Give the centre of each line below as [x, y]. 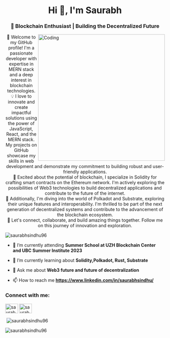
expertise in [22, 64]
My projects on [21, 145]
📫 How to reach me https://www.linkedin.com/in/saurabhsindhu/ [83, 280]
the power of [21, 123]
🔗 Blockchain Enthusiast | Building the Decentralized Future [85, 26]
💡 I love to [21, 96]
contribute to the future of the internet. [85, 193]
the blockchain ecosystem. [85, 215]
